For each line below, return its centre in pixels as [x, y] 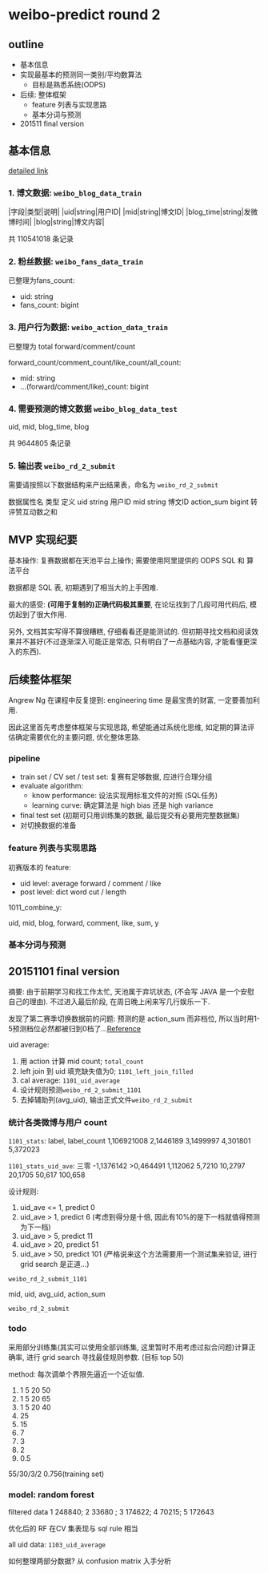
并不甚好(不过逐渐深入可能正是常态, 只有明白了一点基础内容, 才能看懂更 [132, 642]
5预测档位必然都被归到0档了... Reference [75, 1029]
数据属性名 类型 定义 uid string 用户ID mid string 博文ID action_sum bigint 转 [133, 502]
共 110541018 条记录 [41, 239]
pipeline [24, 758]
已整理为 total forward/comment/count [72, 346]
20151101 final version [64, 971]
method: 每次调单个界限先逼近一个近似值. [77, 1374]
